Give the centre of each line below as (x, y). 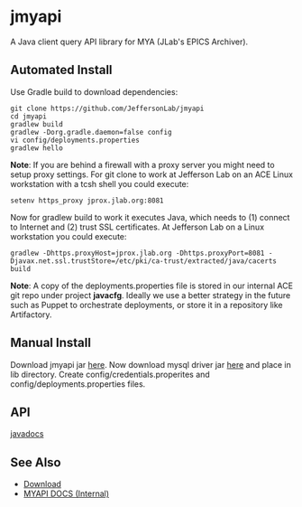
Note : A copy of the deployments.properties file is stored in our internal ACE (152, 286)
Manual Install (50, 343)
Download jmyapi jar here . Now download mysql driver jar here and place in (151, 364)
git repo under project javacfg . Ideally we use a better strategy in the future (151, 295)
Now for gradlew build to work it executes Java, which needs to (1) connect (150, 217)
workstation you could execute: (69, 236)
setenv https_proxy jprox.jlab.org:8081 (87, 201)
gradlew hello (37, 148)
